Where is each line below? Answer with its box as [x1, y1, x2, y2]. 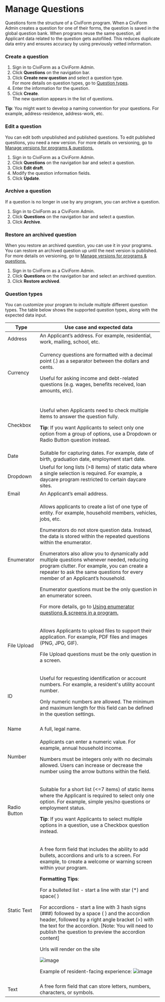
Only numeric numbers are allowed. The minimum [39, 698, 155, 705]
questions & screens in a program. [39, 609, 119, 616]
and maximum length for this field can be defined [39, 705, 153, 712]
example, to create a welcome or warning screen [39, 858, 152, 865]
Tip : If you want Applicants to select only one [39, 424, 144, 431]
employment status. [39, 804, 85, 811]
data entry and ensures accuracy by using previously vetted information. [5, 40, 152, 46]
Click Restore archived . [12, 278, 60, 284]
